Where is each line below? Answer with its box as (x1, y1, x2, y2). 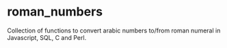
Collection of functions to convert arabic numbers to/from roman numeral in (7, 26, 221, 34)
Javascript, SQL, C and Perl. (7, 33, 87, 41)
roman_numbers (7, 4, 103, 20)
